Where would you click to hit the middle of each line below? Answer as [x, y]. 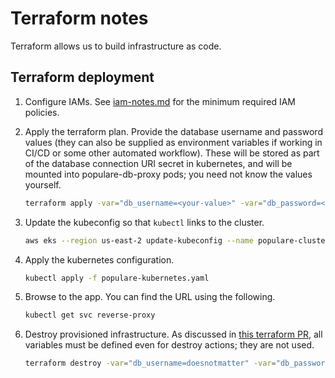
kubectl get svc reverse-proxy [90, 315]
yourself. [43, 184]
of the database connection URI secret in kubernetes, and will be [158, 163]
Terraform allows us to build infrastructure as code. [116, 46]
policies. [42, 112]
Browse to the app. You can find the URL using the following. [150, 297]
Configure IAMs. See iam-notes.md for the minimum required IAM [160, 101]
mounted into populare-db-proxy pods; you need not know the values [168, 174]
